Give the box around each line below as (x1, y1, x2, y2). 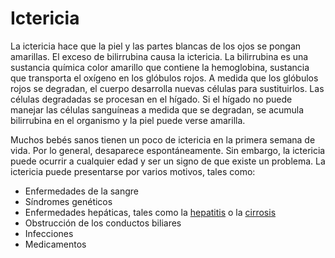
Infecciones (24, 227, 74, 239)
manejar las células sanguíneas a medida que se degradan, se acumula (10, 103, 305, 116)
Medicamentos (24, 238, 87, 250)
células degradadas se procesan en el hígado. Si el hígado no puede (10, 93, 293, 105)
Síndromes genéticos (24, 195, 113, 207)
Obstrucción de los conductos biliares (24, 217, 182, 229)
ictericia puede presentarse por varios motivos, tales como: (10, 165, 256, 177)
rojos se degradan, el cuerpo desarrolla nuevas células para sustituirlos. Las (10, 82, 325, 94)
